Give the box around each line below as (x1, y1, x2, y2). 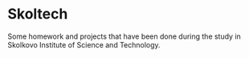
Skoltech (7, 5, 68, 23)
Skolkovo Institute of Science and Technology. (7, 39, 161, 49)
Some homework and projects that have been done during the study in (7, 31, 242, 41)
